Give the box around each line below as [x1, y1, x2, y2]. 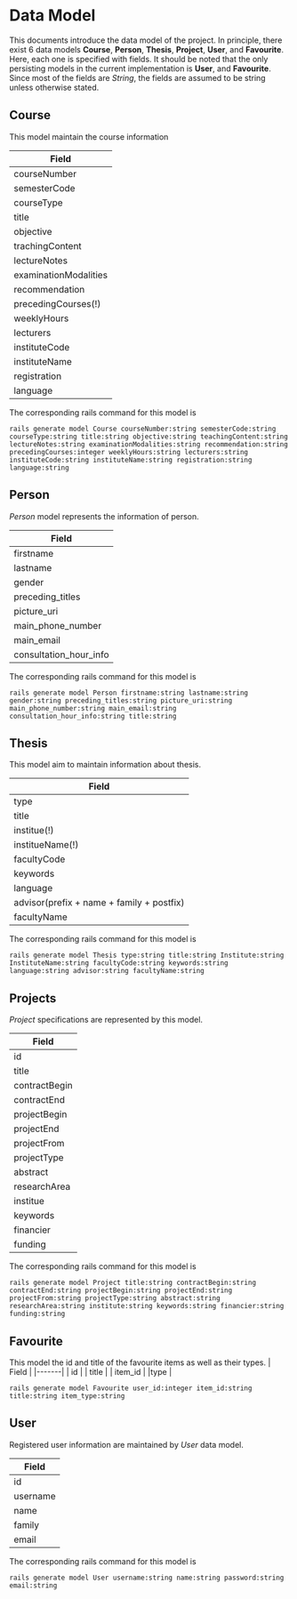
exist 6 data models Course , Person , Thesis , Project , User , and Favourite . [9, 44, 285, 54]
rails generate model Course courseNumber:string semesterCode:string [9, 424, 277, 433]
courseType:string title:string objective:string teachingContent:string [9, 432, 289, 441]
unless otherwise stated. [9, 82, 100, 92]
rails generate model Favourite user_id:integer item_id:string [9, 1384, 253, 1393]
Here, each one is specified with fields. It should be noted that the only [9, 53, 269, 64]
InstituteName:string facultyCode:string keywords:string [9, 959, 229, 968]
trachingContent [13, 239, 82, 252]
